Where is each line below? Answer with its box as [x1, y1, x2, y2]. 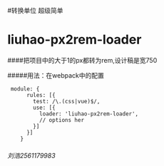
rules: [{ [26, 91, 56, 98]
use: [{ [33, 104, 56, 111]
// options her [39, 116, 84, 123]
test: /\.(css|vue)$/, [33, 98, 101, 105]
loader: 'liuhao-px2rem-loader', [39, 110, 139, 118]
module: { [10, 85, 40, 93]
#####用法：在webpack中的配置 [7, 71, 105, 80]
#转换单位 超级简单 [7, 6, 63, 14]
